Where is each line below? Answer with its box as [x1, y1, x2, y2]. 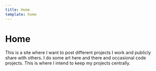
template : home [5, 12, 37, 17]
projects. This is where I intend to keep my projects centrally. [5, 60, 131, 66]
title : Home [5, 7, 30, 12]
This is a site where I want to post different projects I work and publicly [5, 50, 151, 56]
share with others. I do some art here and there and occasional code [5, 55, 146, 61]
